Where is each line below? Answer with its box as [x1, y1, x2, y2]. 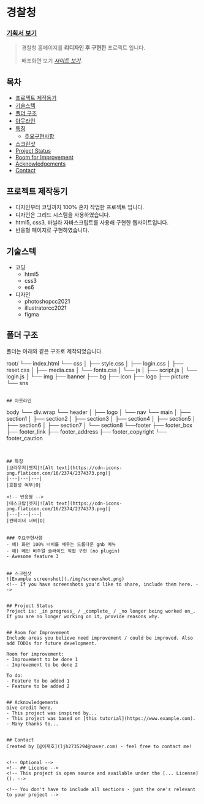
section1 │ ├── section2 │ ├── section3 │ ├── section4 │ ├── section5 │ [6, 415, 196, 422]
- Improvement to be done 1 [6, 656, 78, 662]
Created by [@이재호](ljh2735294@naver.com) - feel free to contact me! [6, 743, 192, 749]
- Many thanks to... [6, 721, 59, 727]
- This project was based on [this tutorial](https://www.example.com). [6, 715, 196, 721]
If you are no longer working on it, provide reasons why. [6, 613, 161, 619]
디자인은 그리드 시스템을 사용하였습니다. [15, 211, 111, 218]
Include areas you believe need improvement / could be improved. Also [6, 635, 193, 641]
